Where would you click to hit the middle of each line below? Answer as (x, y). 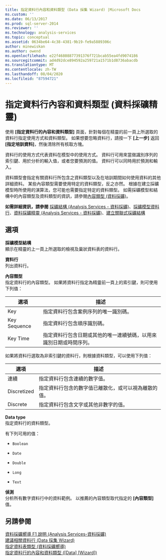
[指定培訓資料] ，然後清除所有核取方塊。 (46, 144)
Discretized (21, 391)
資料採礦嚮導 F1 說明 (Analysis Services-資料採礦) (56, 534)
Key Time (19, 338)
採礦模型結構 (18, 242)
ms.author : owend (23, 51)
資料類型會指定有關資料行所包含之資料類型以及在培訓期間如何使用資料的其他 (83, 177)
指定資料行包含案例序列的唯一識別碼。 (87, 311)
